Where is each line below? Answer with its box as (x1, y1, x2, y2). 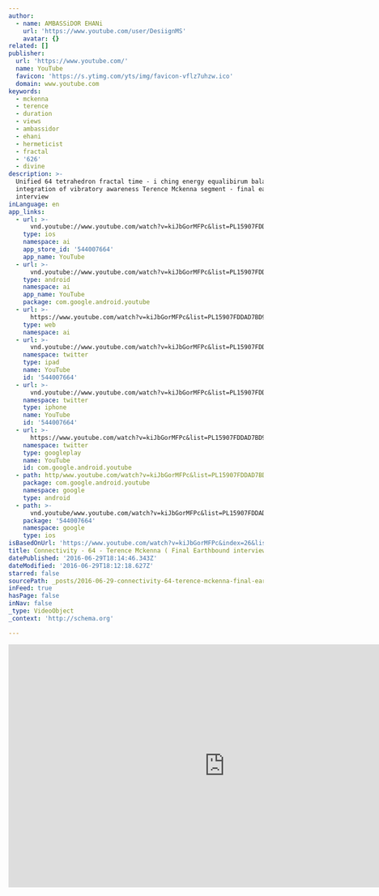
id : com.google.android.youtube (23, 463, 132, 472)
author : (8, 11, 35, 20)
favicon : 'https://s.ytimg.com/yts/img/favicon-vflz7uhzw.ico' (15, 72, 233, 80)
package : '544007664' (23, 516, 96, 525)
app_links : (8, 207, 45, 215)
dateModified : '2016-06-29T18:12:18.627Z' (8, 561, 154, 570)
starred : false (8, 569, 60, 578)
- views (15, 117, 42, 126)
